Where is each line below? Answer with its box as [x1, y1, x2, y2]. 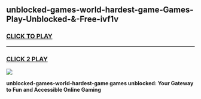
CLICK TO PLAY [6, 32, 53, 41]
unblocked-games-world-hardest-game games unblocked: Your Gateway [6, 79, 194, 86]
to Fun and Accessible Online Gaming [6, 86, 102, 93]
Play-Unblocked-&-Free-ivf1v [6, 14, 119, 25]
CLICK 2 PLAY [6, 55, 48, 63]
